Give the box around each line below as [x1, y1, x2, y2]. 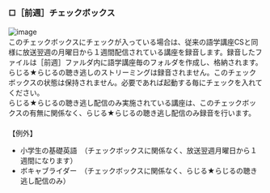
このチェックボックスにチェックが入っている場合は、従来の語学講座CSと [8, 37, 252, 47]
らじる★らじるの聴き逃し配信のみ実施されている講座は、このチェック [8, 98, 243, 108]
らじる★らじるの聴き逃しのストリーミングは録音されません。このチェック [8, 67, 257, 78]
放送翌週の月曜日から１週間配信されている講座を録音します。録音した [22, 47, 256, 58]
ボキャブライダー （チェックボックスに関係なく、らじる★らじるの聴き [19, 166, 258, 176]
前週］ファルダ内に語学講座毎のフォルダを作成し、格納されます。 [43, 58, 263, 67]
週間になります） [19, 156, 78, 165]
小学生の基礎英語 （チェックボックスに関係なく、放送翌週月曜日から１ [19, 146, 258, 156]
